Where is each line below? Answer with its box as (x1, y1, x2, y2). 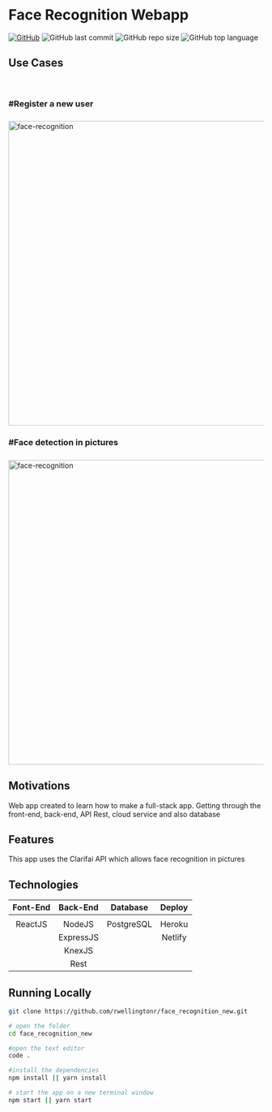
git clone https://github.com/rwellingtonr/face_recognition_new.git (8, 1007, 249, 1015)
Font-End (12, 902, 51, 913)
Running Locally (8, 985, 91, 1000)
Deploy (159, 902, 189, 913)
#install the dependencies (8, 1067, 100, 1075)
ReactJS (15, 919, 48, 930)
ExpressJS (57, 932, 100, 943)
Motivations (8, 779, 70, 793)
